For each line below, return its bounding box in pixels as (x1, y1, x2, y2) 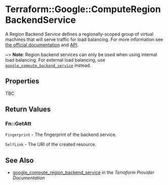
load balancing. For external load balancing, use (5, 57, 105, 63)
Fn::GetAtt (5, 120, 31, 127)
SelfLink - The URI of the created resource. (5, 142, 97, 148)
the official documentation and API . (5, 41, 79, 48)
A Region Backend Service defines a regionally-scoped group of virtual (5, 31, 153, 37)
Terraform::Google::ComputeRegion (5, 4, 161, 15)
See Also (5, 156, 34, 165)
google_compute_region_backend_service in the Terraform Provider (12, 169, 155, 175)
